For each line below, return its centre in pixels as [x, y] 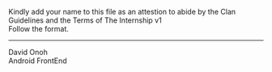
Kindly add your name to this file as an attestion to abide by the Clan [122, 12]
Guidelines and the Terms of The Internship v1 [85, 20]
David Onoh [28, 52]
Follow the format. [38, 29]
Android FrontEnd [38, 61]
